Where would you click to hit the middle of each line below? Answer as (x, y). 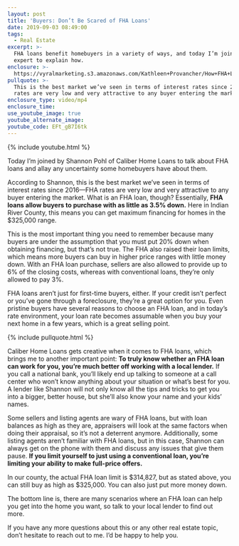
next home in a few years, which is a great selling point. (89, 323)
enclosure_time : (31, 107)
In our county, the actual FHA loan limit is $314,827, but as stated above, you (119, 477)
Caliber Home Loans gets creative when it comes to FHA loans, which (110, 351)
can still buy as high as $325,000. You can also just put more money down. (117, 485)
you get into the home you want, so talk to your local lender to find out (110, 506)
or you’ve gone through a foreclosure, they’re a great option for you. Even (115, 301)
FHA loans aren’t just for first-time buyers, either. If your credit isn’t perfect (117, 293)
